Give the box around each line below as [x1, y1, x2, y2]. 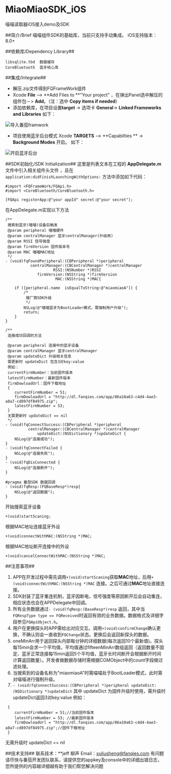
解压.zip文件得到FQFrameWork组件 [12, 85, 87, 92]
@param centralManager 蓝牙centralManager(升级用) [7, 233, 113, 238]
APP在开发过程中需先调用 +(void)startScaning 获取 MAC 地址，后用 [12, 574, 152, 580]
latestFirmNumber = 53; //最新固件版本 [14, 715, 94, 720]
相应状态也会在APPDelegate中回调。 [12, 599, 90, 605]
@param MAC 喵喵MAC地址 [7, 249, 55, 255]
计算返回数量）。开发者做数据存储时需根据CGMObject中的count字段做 [12, 657, 159, 663]
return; [23, 309, 40, 315]
